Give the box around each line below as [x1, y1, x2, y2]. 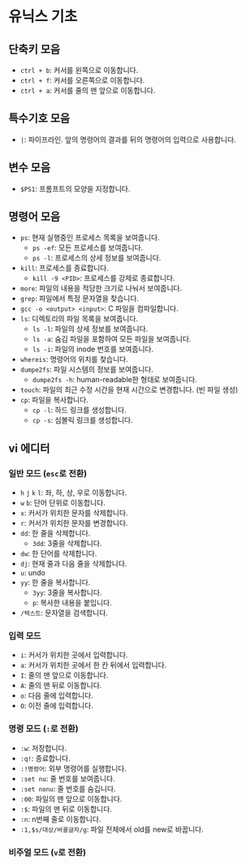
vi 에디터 [8, 441, 50, 455]
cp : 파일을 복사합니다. [19, 395, 89, 405]
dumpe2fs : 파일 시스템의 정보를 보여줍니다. [19, 364, 154, 374]
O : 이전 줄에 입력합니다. [19, 701, 93, 711]
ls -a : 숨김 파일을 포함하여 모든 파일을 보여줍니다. [32, 334, 192, 344]
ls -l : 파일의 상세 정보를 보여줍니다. [32, 324, 149, 334]
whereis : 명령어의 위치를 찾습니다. [19, 355, 128, 364]
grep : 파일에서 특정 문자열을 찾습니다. [19, 294, 140, 303]
